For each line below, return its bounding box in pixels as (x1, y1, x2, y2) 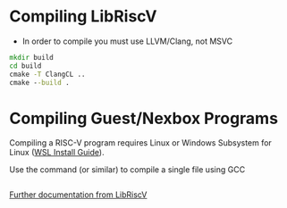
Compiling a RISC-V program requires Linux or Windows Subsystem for (9, 137, 273, 148)
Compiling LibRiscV (9, 6, 158, 27)
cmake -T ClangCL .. (9, 70, 87, 79)
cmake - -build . (9, 78, 70, 87)
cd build (9, 61, 42, 71)
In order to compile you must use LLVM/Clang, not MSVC (21, 36, 233, 46)
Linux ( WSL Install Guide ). (9, 147, 105, 158)
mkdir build (9, 53, 54, 62)
